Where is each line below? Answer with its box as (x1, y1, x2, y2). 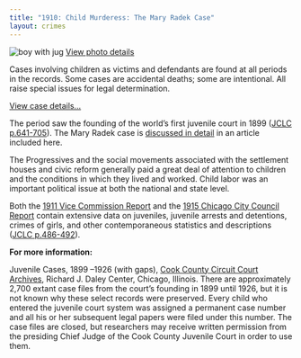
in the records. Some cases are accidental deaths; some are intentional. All (9, 73, 286, 84)
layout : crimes (9, 22, 66, 31)
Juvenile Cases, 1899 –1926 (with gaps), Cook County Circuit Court (9, 264, 259, 274)
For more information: (9, 246, 93, 257)
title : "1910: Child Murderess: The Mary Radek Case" (9, 13, 216, 22)
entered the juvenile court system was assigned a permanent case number (9, 302, 287, 313)
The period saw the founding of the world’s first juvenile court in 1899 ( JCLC (9, 118, 292, 129)
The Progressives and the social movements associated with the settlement (9, 154, 289, 165)
